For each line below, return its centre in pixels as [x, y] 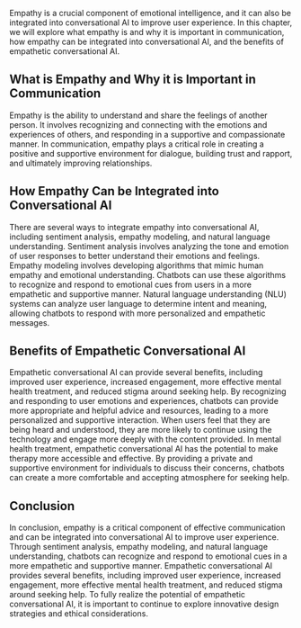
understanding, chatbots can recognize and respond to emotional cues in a [148, 556]
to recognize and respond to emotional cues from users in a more [130, 284]
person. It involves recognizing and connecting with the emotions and [138, 124]
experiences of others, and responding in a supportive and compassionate [147, 134]
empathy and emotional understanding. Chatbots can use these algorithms [147, 274]
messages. [30, 322]
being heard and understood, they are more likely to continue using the [141, 430]
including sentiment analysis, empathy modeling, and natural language [140, 237]
